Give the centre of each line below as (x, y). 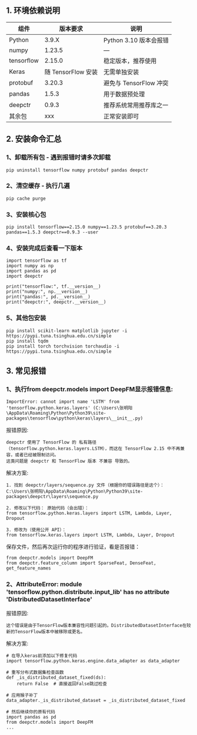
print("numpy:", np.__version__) (47, 292)
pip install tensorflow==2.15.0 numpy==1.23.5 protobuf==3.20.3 (86, 227)
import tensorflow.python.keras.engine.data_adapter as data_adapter (93, 661)
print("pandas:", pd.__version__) (49, 297)
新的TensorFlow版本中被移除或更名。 (46, 632)
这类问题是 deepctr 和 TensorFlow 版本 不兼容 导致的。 (69, 461)
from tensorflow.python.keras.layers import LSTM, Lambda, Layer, (89, 513)
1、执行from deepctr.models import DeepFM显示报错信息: (90, 389)
